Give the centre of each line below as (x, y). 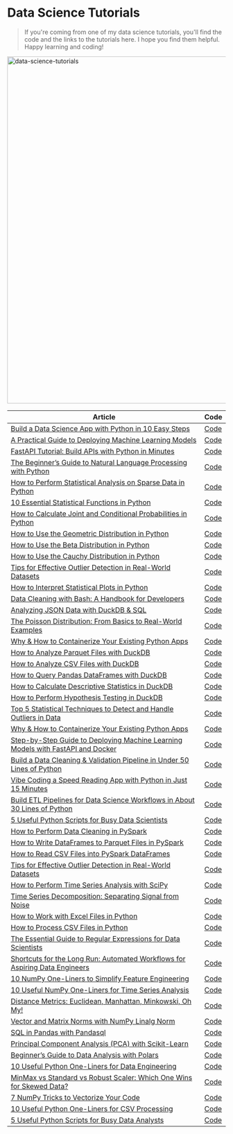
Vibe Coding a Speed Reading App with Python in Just (99, 780)
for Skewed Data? (40, 1086)
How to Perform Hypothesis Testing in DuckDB (87, 697)
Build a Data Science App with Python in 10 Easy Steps (101, 428)
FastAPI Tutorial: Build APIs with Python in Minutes (93, 451)
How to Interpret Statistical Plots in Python (79, 587)
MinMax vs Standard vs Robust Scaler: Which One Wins (102, 1077)
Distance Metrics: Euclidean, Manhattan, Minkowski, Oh (101, 1001)
